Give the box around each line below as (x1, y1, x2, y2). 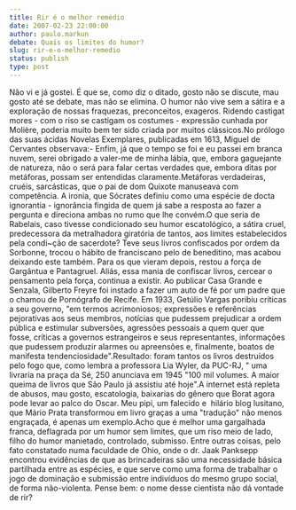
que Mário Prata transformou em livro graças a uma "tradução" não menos (9, 407, 283, 418)
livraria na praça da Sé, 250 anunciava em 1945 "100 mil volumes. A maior (9, 369, 280, 380)
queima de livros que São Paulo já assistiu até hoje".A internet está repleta (9, 379, 281, 389)
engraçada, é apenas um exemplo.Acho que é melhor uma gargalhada (9, 416, 266, 427)
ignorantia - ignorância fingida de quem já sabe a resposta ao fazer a (9, 200, 261, 210)
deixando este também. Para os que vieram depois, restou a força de (9, 256, 261, 267)
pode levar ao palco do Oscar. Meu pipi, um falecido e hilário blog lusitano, (9, 397, 285, 408)
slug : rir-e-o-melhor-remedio (9, 46, 121, 55)
